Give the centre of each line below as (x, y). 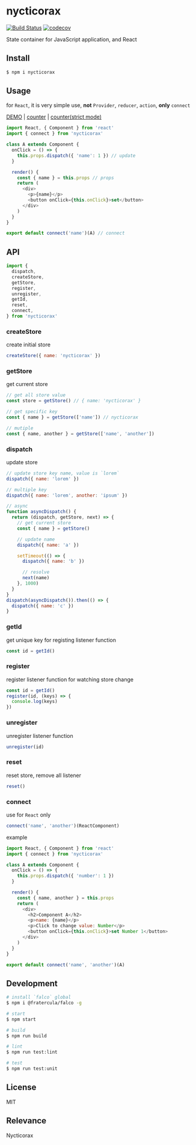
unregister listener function (40, 735)
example (17, 837)
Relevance (26, 1121)
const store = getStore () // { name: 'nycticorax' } (74, 401)
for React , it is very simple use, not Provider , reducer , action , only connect (98, 105)
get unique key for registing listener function (61, 640)
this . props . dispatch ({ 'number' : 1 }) (66, 876)
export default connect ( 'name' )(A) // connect (66, 233)
